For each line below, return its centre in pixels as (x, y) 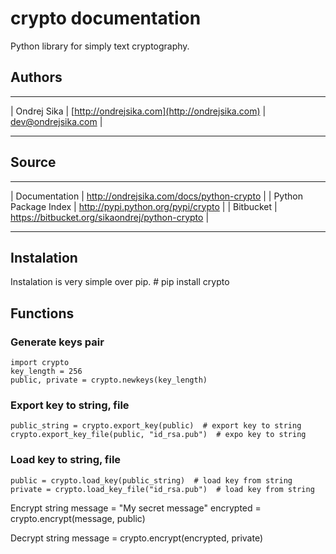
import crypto (40, 363)
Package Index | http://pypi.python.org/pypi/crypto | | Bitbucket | (144, 206)
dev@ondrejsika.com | (56, 121)
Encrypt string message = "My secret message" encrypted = (136, 508)
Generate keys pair (57, 342)
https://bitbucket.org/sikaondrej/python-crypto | (110, 217)
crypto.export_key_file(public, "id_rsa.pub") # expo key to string (158, 435)
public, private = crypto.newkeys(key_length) (109, 380)
